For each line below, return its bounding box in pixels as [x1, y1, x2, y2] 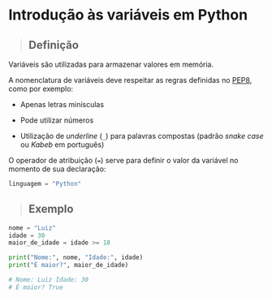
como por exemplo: [8, 84, 74, 93]
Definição [28, 38, 80, 52]
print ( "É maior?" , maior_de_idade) [8, 261, 129, 270]
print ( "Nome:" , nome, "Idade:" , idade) [8, 253, 144, 261]
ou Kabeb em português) [19, 140, 105, 149]
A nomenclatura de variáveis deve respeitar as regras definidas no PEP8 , [8, 76, 253, 84]
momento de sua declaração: [8, 164, 106, 174]
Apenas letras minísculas [19, 100, 104, 109]
